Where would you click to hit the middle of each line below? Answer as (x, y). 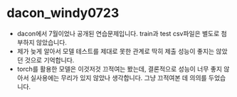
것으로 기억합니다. (49, 60)
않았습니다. (51, 42)
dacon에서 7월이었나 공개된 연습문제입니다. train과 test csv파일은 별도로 (118, 33)
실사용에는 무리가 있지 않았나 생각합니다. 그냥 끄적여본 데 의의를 (118, 78)
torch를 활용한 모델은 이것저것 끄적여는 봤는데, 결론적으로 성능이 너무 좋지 (119, 69)
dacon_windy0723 (63, 13)
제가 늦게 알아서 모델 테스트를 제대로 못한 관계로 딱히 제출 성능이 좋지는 (116, 51)
